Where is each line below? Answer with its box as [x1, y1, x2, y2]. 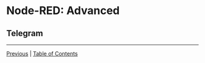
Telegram [6, 28, 43, 39]
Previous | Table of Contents [6, 50, 78, 57]
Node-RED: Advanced [6, 4, 120, 18]
